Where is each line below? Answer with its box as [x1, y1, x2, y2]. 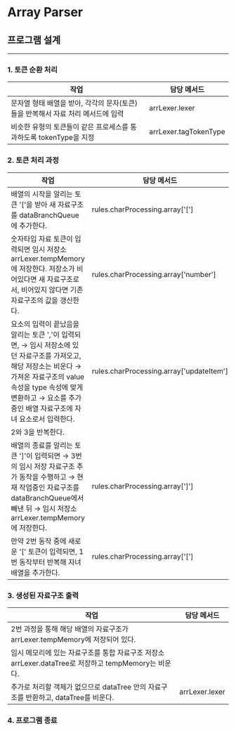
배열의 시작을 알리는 [11, 189, 74, 199]
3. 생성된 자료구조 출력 [7, 590, 79, 600]
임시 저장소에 [29, 340, 71, 350]
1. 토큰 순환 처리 [7, 65, 58, 75]
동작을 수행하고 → [19, 472, 75, 481]
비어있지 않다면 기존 [20, 285, 84, 295]
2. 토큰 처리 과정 [7, 155, 60, 165]
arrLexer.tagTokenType [148, 127, 225, 137]
